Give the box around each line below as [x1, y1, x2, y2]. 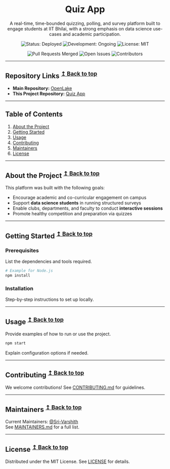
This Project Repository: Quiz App [12, 90, 86, 97]
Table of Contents [5, 110, 63, 119]
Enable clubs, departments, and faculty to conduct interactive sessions [12, 205, 163, 211]
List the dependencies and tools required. [5, 258, 92, 264]
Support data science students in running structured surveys [12, 200, 142, 206]
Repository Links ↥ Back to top [5, 70, 98, 81]
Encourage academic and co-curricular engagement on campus [12, 194, 147, 201]
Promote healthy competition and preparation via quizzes [12, 211, 133, 217]
